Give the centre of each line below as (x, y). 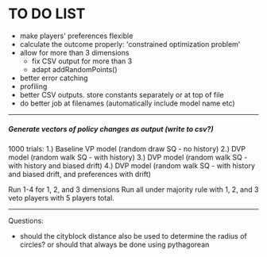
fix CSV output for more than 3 (82, 61)
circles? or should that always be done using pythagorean (114, 244)
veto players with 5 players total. (62, 198)
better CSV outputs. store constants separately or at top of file (122, 94)
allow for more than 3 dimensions (74, 52)
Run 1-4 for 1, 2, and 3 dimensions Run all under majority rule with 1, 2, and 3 (133, 189)
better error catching (54, 78)
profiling (33, 86)
